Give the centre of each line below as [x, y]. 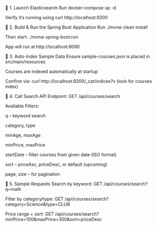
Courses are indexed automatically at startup [52, 71]
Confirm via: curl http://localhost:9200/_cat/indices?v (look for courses [78, 81]
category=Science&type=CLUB [38, 204]
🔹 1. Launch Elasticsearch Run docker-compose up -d [61, 8]
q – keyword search [26, 116]
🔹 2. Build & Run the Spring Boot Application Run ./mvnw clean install [76, 27]
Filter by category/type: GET [34, 199]
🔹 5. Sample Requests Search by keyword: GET [54, 184]
